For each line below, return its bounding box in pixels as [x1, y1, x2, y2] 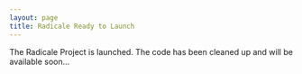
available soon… [9, 56, 70, 67]
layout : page [9, 13, 59, 23]
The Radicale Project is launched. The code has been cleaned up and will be [9, 46, 293, 57]
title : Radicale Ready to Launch [9, 22, 135, 31]
